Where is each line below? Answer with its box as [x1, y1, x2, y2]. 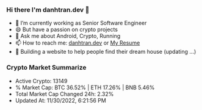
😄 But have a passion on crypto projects [15, 26, 118, 33]
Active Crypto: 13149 [15, 77, 68, 84]
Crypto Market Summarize [6, 64, 87, 72]
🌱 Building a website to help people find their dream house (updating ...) [15, 48, 197, 56]
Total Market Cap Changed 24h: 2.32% [15, 90, 114, 97]
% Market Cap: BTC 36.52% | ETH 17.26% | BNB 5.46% [15, 84, 155, 91]
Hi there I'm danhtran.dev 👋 [6, 5, 90, 14]
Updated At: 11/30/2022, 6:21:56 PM [15, 97, 107, 104]
